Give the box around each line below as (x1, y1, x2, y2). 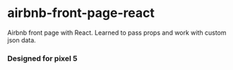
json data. (7, 35, 37, 44)
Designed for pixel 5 (7, 53, 78, 63)
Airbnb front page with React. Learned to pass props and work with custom (7, 28, 227, 37)
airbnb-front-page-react (7, 5, 155, 21)
